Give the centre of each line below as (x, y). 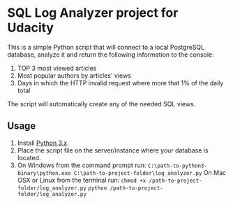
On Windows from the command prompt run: (82, 165)
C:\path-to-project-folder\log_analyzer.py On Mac (150, 172)
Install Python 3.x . (43, 143)
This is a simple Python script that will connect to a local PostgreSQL (106, 47)
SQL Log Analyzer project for (93, 13)
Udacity (31, 28)
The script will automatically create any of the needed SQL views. (102, 104)
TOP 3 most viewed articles (57, 68)
